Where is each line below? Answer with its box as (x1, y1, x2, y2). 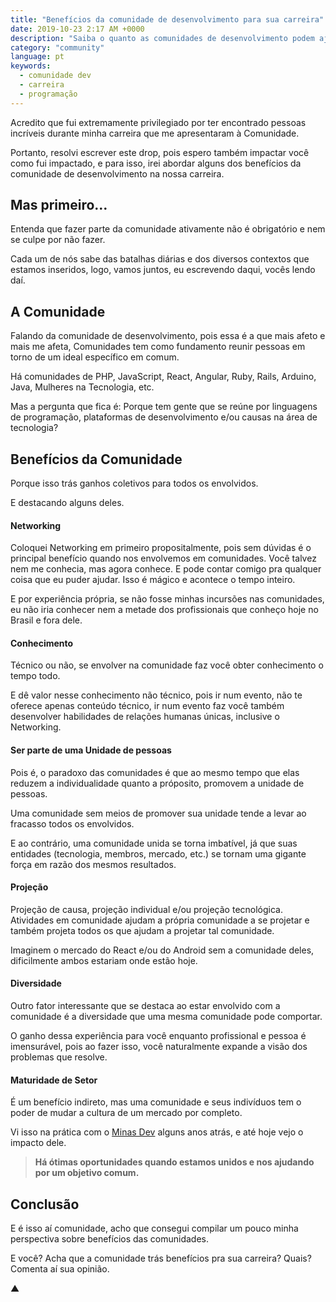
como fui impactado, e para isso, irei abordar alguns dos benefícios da (10, 157, 302, 169)
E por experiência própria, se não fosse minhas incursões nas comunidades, (10, 593, 325, 605)
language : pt (10, 52, 65, 62)
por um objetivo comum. (34, 1167, 140, 1179)
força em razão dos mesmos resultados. (10, 858, 177, 870)
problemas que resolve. (10, 1051, 108, 1063)
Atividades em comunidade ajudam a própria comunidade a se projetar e (10, 914, 310, 926)
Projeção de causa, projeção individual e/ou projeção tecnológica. (10, 903, 283, 915)
